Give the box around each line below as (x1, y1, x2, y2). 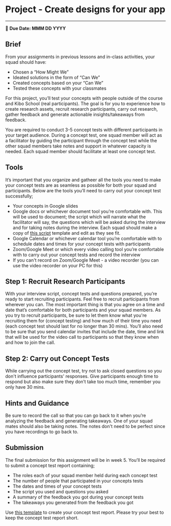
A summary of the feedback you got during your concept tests (12, 494, 144, 500)
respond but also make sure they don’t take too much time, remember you (5, 379, 161, 385)
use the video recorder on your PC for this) (12, 262, 103, 268)
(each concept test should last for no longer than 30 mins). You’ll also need (5, 323, 163, 330)
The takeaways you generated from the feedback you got (12, 499, 134, 506)
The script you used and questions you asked (12, 488, 108, 494)
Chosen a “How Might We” (12, 69, 69, 75)
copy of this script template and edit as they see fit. (12, 230, 121, 236)
